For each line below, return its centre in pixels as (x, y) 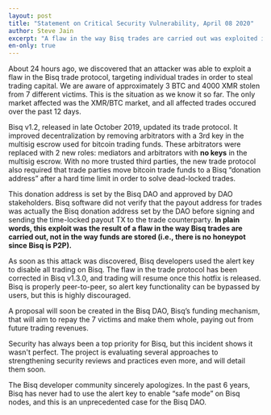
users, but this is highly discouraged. (70, 296)
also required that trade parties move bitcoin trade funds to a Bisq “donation (135, 170)
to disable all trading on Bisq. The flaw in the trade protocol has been (123, 270)
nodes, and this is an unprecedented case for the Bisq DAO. (108, 402)
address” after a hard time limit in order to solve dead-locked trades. (122, 179)
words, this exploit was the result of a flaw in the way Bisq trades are (126, 228)
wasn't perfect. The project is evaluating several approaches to (113, 352)
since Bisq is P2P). (40, 246)
